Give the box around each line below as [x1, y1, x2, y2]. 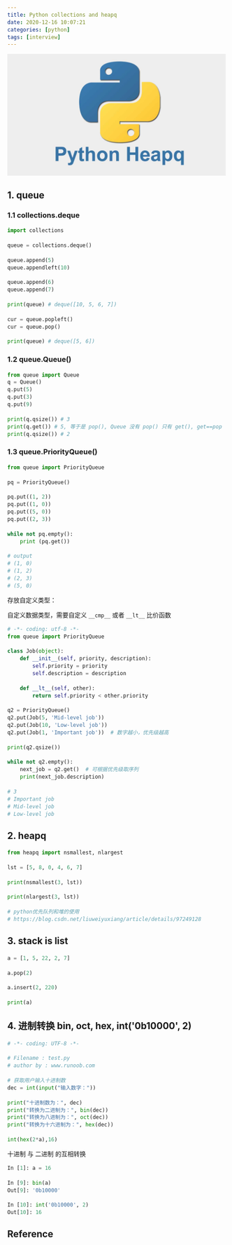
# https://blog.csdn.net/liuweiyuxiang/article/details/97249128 [7, 916, 201, 923]
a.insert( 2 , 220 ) [7, 984, 58, 991]
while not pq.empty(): [7, 530, 73, 538]
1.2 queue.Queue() [7, 355, 72, 365]
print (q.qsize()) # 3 [7, 416, 71, 423]
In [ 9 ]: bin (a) [7, 1179, 52, 1186]
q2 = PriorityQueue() [7, 707, 71, 714]
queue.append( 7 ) [7, 286, 55, 294]
